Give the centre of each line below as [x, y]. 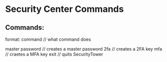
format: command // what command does [48, 39]
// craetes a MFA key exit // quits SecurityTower [54, 54]
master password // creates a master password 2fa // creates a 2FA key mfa [84, 49]
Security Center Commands [64, 9]
